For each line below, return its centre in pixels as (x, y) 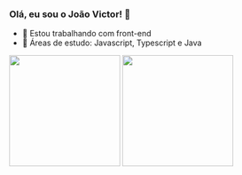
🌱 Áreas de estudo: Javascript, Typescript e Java (112, 43)
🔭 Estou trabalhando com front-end (86, 34)
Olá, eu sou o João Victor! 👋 (70, 14)
